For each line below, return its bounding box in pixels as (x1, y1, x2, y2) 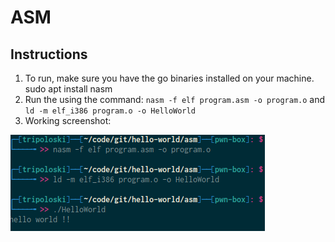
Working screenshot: (24, 115, 112, 126)
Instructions (10, 46, 88, 63)
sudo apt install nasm (24, 83, 113, 95)
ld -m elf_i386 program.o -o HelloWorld (24, 106, 196, 116)
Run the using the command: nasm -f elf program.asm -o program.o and (24, 94, 326, 105)
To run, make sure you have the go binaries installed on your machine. (24, 72, 315, 84)
